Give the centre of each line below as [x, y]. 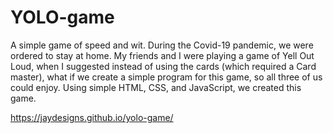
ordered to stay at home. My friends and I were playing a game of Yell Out [162, 55]
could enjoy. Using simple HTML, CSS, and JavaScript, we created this [156, 87]
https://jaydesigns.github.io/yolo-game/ [92, 117]
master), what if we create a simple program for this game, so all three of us [166, 77]
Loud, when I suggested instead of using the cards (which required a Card [163, 66]
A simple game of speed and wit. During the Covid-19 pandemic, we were [162, 45]
